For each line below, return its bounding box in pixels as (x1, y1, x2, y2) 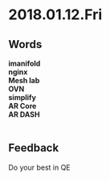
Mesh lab (8, 76, 40, 85)
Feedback (8, 142, 59, 155)
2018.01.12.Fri (8, 6, 103, 24)
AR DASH (8, 110, 40, 119)
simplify (8, 93, 36, 102)
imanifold (8, 58, 41, 68)
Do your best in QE (8, 162, 71, 172)
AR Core (8, 102, 37, 110)
